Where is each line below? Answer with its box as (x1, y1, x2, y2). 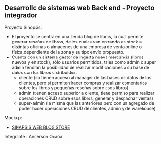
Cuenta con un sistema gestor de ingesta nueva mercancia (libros (11, 54, 144, 60)
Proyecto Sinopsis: (4, 24, 42, 30)
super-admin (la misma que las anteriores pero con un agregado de (18, 100, 154, 106)
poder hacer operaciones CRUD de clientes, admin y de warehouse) (18, 105, 156, 111)
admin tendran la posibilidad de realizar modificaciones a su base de (11, 64, 149, 70)
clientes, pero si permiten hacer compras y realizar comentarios (18, 80, 147, 86)
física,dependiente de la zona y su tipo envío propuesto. (11, 49, 125, 55)
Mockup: (4, 115, 22, 120)
